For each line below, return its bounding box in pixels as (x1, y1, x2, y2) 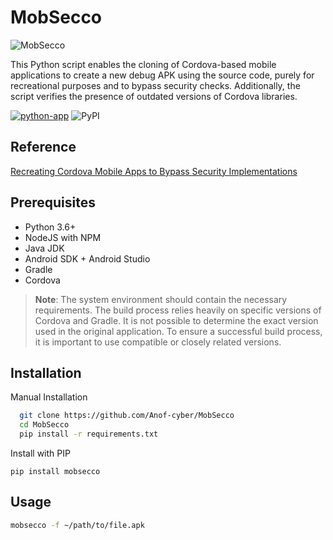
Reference (10, 139, 77, 156)
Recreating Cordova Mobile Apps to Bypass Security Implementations (10, 165, 298, 177)
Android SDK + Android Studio (24, 252, 151, 265)
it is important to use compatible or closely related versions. (34, 336, 282, 348)
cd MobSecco (19, 420, 70, 430)
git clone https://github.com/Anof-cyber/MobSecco (19, 411, 235, 421)
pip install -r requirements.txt (19, 429, 159, 440)
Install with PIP (10, 447, 71, 459)
